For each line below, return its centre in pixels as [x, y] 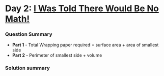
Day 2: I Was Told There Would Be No [82, 9]
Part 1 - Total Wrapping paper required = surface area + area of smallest [85, 45]
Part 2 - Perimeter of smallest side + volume [57, 55]
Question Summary [29, 34]
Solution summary [27, 68]
